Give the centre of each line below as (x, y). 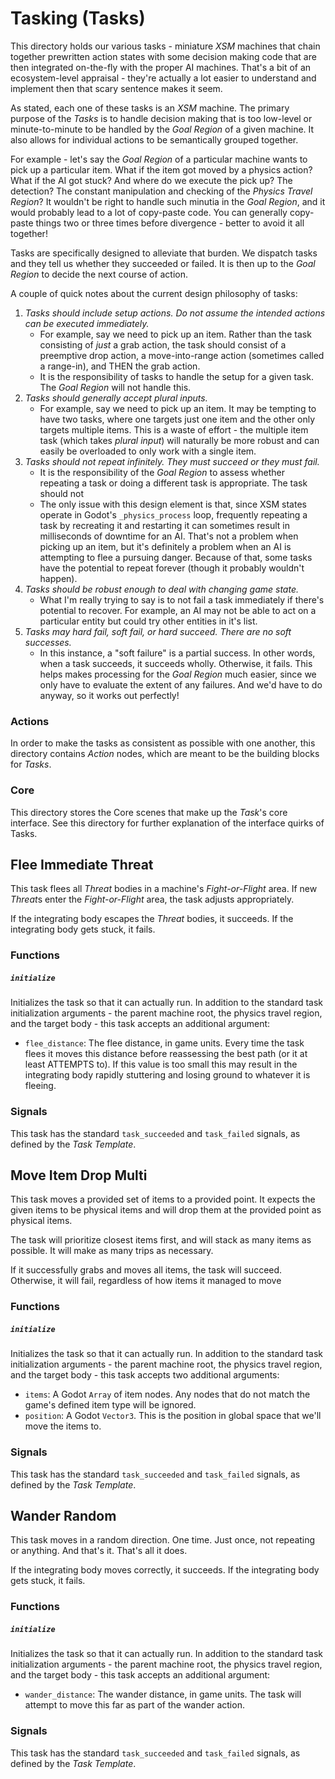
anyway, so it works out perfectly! (109, 695)
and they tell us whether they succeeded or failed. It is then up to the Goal (163, 263)
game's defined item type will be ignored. (110, 1405)
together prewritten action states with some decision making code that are (163, 56)
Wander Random (63, 1515)
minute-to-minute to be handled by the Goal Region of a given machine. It (162, 129)
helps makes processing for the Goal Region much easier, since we (178, 674)
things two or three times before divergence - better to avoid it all (170, 223)
